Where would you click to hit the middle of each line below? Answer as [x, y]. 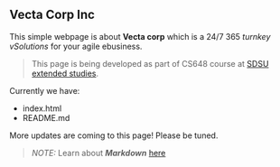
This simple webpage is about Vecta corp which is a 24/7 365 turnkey [140, 36]
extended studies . [65, 73]
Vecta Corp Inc [52, 15]
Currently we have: [45, 90]
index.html [42, 108]
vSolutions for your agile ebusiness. [76, 46]
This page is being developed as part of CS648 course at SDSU [150, 63]
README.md [46, 117]
